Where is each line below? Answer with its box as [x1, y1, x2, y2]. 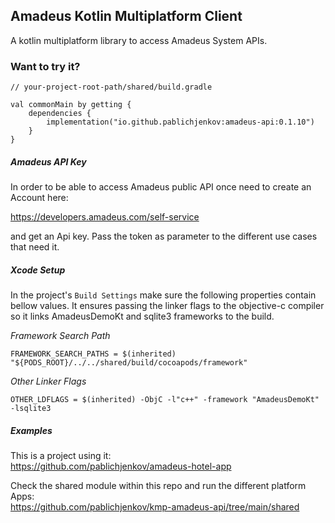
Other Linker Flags [10, 375, 87, 388]
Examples [10, 424, 53, 436]
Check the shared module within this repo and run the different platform [10, 480, 307, 492]
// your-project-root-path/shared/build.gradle [10, 82, 213, 93]
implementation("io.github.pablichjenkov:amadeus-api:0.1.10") [46, 117, 315, 128]
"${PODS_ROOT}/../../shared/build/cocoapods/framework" [10, 358, 248, 368]
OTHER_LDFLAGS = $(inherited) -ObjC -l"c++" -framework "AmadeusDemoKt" [10, 395, 320, 405]
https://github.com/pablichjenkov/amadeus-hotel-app [10, 460, 232, 473]
